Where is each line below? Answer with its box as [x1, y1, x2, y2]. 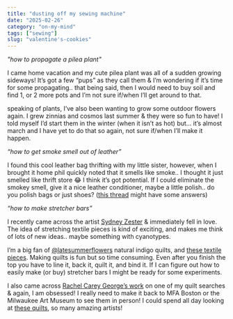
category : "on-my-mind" [7, 23, 77, 30]
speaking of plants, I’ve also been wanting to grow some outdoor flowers [7, 104, 216, 113]
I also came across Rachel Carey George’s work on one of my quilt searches [7, 281, 226, 290]
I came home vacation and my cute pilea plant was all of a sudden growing [7, 69, 221, 77]
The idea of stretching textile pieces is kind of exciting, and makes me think [7, 225, 223, 233]
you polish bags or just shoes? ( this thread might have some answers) [7, 191, 208, 199]
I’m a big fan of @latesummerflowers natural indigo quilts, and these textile [7, 246, 222, 254]
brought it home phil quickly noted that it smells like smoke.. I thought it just [7, 169, 224, 177]
